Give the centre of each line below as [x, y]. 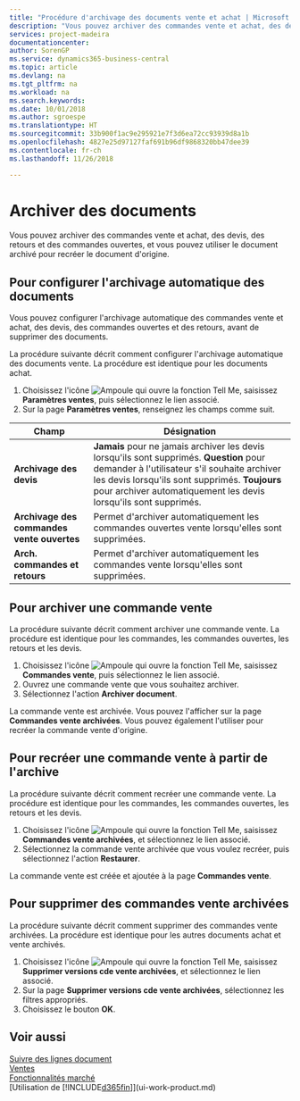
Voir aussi [37, 1037]
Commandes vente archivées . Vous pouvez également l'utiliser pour [137, 721]
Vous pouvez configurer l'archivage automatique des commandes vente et [146, 318]
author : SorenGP [39, 51]
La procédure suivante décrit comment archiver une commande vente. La [144, 630]
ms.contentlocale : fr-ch [55, 150]
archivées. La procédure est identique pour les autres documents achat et [145, 935]
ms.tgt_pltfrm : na [43, 84]
